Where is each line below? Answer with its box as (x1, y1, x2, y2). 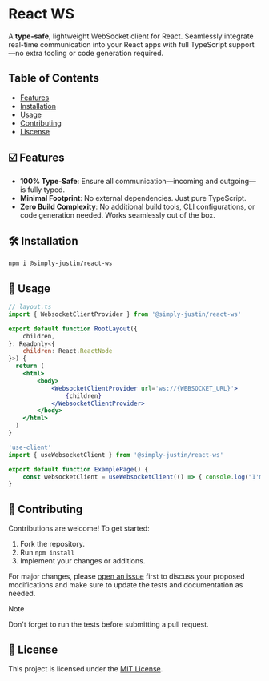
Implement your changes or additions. (19, 556, 146, 566)
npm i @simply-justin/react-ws (8, 259, 113, 268)
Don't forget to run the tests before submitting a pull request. (8, 619, 210, 629)
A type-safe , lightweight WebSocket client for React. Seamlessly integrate (8, 31, 254, 41)
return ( (15, 362, 45, 371)
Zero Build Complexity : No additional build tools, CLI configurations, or (19, 202, 255, 211)
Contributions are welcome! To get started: (8, 523, 150, 533)
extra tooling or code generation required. (25, 48, 164, 58)
